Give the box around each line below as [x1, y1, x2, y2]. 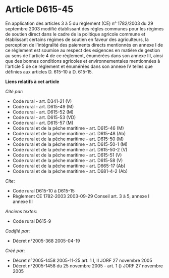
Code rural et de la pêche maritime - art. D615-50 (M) [12, 136, 124, 142]
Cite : [5, 178, 15, 184]
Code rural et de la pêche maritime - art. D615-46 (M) [12, 125, 125, 131]
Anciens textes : [5, 208, 38, 214]
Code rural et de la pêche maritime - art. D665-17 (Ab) [12, 163, 126, 169]
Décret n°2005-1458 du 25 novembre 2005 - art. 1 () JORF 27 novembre [12, 262, 163, 269]
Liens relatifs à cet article [5, 78, 60, 85]
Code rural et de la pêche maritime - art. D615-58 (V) [12, 157, 123, 163]
